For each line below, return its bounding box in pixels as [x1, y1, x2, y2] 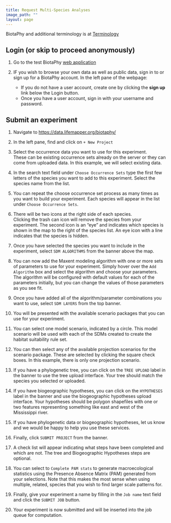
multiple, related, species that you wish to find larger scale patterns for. [13, 482, 163, 487]
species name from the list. [13, 181, 70, 186]
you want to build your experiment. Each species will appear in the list [13, 196, 160, 202]
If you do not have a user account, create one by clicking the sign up [20, 85, 165, 91]
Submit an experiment [6, 115, 78, 124]
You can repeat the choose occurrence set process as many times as [13, 190, 159, 196]
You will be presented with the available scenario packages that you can [13, 310, 165, 316]
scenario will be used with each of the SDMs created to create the [13, 331, 152, 337]
